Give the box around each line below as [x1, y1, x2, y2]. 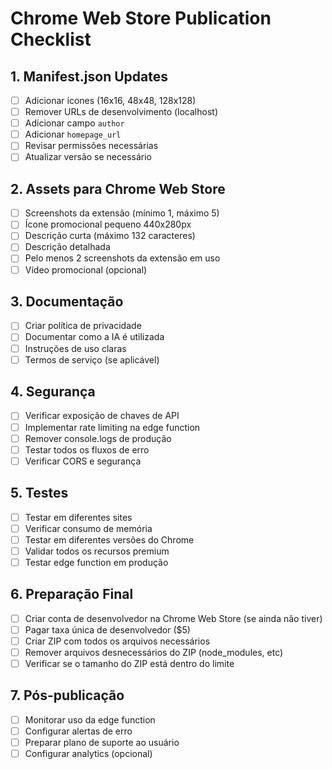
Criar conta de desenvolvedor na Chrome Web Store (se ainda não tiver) [24, 612, 323, 624]
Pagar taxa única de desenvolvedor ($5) [24, 623, 191, 636]
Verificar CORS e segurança [24, 455, 142, 467]
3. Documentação [10, 293, 124, 310]
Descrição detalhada [24, 241, 111, 253]
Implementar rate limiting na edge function [24, 421, 201, 433]
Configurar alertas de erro [24, 725, 133, 737]
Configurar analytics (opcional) [24, 748, 153, 759]
